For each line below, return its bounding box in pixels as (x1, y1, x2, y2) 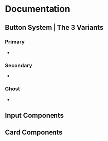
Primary (5, 38, 25, 45)
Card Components (5, 128, 63, 137)
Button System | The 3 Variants (5, 23, 104, 32)
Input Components (5, 111, 64, 120)
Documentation (5, 3, 71, 15)
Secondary (5, 62, 32, 69)
